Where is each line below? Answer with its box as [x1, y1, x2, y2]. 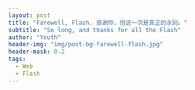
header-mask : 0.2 [8, 48, 65, 56]
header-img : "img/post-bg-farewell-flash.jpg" [8, 41, 164, 49]
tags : [8, 56, 26, 63]
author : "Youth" [8, 33, 61, 41]
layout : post [8, 11, 51, 20]
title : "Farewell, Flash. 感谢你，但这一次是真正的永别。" [8, 19, 188, 27]
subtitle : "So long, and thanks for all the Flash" [8, 26, 181, 34]
